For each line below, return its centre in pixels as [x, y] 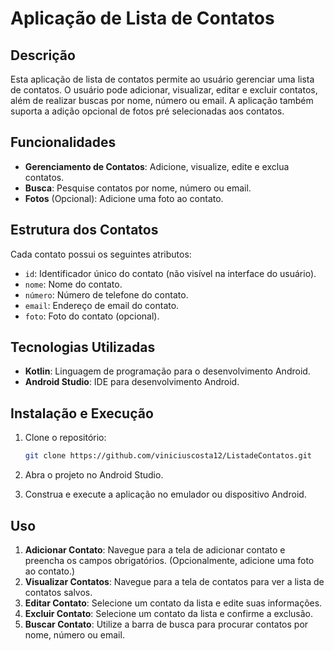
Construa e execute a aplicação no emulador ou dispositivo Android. [165, 494]
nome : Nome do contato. [73, 284]
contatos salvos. [58, 592]
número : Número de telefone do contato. [106, 294]
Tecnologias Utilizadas [83, 347]
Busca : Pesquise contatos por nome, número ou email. [138, 188]
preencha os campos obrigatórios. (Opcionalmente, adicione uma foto [169, 560]
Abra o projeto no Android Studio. [94, 475]
